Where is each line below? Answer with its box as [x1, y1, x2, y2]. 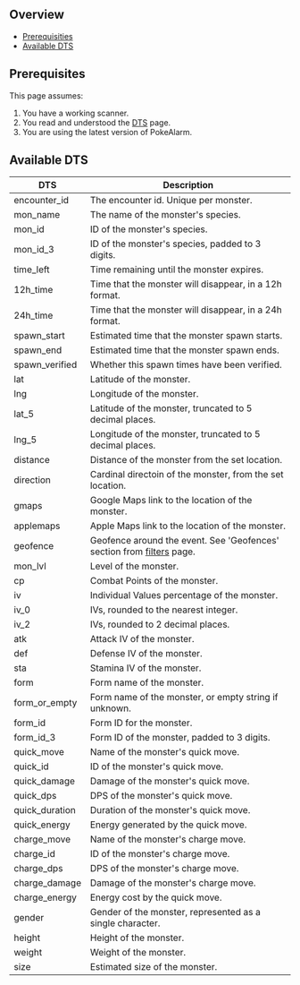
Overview [9, 7, 65, 22]
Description [162, 179, 214, 192]
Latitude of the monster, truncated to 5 [89, 402, 253, 415]
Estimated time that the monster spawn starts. [89, 330, 283, 342]
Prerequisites [9, 66, 86, 81]
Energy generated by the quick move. [89, 818, 247, 831]
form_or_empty [13, 697, 78, 709]
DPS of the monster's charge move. [89, 862, 239, 875]
